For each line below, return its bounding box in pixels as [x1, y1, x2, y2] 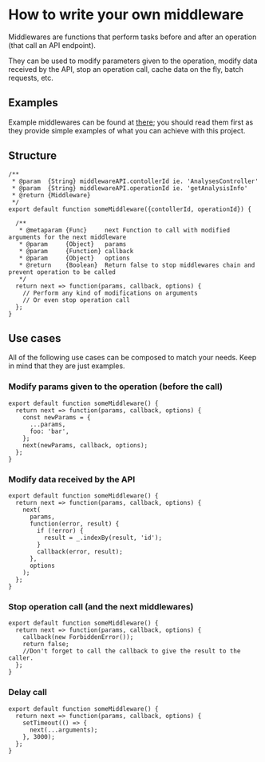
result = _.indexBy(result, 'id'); [43, 534, 162, 542]
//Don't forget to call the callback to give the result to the [22, 647, 241, 656]
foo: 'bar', [29, 427, 69, 435]
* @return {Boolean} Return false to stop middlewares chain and [18, 261, 255, 269]
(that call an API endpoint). [8, 40, 96, 50]
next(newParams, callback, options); [22, 441, 148, 449]
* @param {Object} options [18, 254, 130, 262]
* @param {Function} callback [18, 247, 134, 255]
